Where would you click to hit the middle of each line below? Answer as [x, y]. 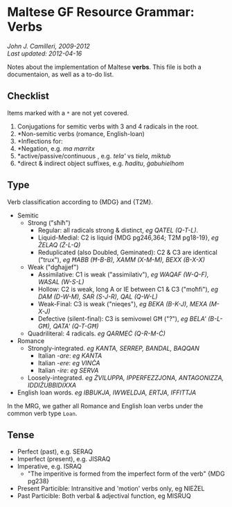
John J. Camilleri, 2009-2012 [48, 46]
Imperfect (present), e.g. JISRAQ [64, 459]
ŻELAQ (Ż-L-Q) [59, 244]
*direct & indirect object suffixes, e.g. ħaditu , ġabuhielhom [101, 163]
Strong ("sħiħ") [49, 222]
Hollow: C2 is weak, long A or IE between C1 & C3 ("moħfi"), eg [128, 289]
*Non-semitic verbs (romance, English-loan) [81, 133]
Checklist [28, 96]
